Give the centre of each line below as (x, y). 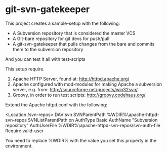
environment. (19, 146)
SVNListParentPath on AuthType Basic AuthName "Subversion (93, 120)
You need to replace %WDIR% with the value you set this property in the (81, 140)
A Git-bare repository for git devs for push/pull (61, 39)
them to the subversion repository (48, 49)
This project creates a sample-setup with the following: (63, 23)
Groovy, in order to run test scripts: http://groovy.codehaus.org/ (79, 95)
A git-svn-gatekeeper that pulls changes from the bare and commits (83, 44)
